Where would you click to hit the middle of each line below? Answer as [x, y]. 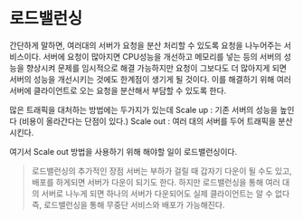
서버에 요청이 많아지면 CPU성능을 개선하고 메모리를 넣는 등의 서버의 [162, 56]
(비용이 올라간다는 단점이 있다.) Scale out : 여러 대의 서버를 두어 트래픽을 [147, 121]
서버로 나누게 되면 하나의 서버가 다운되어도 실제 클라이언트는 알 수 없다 [166, 193]
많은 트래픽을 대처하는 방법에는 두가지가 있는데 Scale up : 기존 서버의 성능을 [144, 109]
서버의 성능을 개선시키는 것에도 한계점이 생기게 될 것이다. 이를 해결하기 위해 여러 [151, 79]
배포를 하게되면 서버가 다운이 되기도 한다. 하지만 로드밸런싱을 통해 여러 [156, 182]
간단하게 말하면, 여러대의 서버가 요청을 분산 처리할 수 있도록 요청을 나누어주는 [146, 45]
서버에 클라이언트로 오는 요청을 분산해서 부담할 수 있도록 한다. [118, 90]
